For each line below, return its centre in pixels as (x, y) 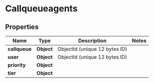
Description (92, 41)
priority (17, 65)
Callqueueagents (42, 9)
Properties (22, 27)
